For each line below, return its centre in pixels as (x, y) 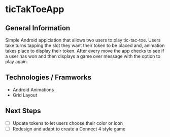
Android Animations (33, 89)
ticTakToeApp (35, 9)
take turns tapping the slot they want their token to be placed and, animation (85, 45)
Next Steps (23, 111)
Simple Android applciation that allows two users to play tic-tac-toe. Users (83, 40)
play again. (17, 61)
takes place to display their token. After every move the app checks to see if (85, 51)
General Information (38, 28)
